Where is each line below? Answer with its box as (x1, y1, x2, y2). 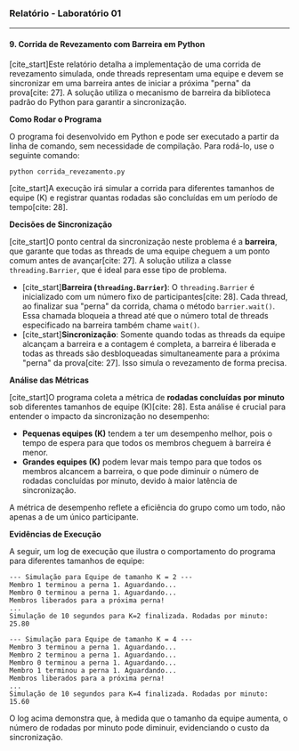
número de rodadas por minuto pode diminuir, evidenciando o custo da (9, 723, 270, 733)
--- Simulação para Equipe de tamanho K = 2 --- (9, 573, 193, 582)
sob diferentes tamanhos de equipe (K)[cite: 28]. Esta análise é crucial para (9, 401, 287, 412)
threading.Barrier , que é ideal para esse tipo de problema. (9, 265, 227, 276)
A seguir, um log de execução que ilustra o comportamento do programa (9, 546, 276, 557)
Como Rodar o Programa (9, 114, 102, 125)
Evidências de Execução (9, 529, 102, 540)
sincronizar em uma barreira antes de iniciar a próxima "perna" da (9, 77, 251, 88)
